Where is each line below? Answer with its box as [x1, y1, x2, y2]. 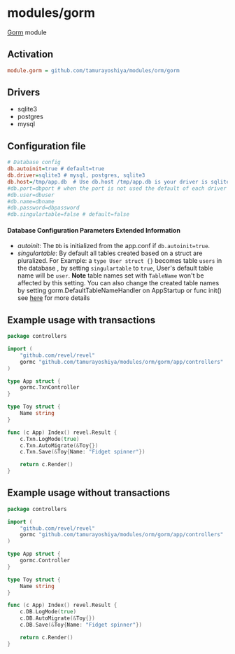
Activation [7, 48, 54, 60]
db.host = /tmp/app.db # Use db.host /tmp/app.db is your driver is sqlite [7, 178, 230, 185]
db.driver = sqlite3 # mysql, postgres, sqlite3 [7, 172, 145, 179]
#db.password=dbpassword [7, 205, 80, 212]
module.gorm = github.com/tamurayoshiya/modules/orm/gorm [7, 67, 180, 74]
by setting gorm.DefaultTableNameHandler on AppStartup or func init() [17, 286, 222, 295]
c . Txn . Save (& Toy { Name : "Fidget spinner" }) [20, 449, 145, 456]
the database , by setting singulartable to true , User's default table [17, 264, 213, 273]
